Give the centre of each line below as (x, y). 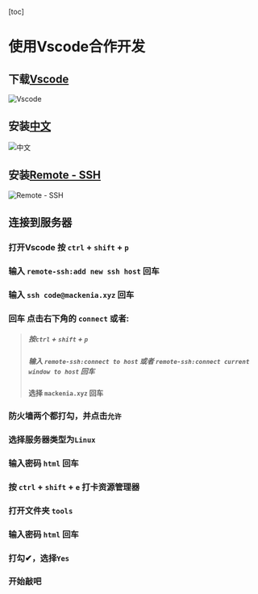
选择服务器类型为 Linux (52, 439)
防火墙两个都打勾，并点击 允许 (65, 416)
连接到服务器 (40, 222)
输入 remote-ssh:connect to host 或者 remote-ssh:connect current (139, 361)
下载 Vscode (39, 79)
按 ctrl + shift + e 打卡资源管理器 (74, 487)
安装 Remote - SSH (55, 176)
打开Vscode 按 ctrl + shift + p (69, 247)
